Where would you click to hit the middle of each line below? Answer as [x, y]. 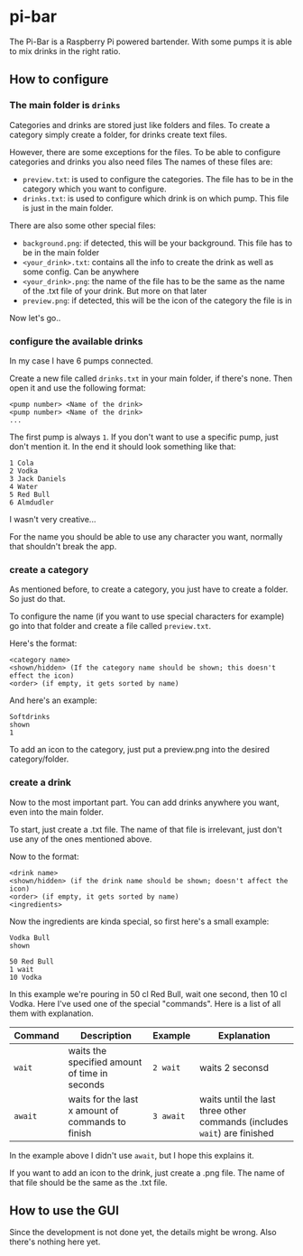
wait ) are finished [237, 1132]
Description [106, 1035]
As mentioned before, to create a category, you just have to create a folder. [149, 589]
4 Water [24, 486]
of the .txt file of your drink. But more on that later [115, 291]
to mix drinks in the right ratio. [65, 51]
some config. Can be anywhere [81, 272]
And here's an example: [53, 700]
